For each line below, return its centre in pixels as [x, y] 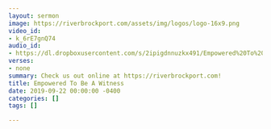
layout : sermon [34, 16]
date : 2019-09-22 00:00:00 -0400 [65, 91]
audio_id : [25, 46]
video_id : [25, 31]
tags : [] [23, 106]
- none [19, 69]
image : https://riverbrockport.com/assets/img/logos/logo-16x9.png [124, 23]
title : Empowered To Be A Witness [67, 83]
